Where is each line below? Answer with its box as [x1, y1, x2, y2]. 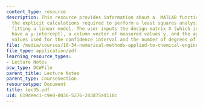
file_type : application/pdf [6, 48, 77, 54]
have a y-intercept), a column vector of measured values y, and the [11, 31, 190, 37]
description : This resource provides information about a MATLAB [6, 14, 177, 20]
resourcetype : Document [6, 82, 66, 88]
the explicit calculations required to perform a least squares [11, 20, 177, 26]
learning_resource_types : [6, 53, 71, 59]
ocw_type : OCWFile [6, 64, 53, 71]
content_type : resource [6, 8, 66, 15]
